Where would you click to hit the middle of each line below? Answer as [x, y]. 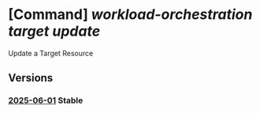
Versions [31, 78]
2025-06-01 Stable [46, 100]
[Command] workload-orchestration [130, 15]
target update [54, 31]
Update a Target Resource [51, 53]
